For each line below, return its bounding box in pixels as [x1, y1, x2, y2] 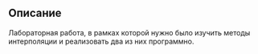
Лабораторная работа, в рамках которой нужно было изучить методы [8, 27, 251, 37]
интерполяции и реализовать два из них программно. [8, 36, 195, 46]
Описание [8, 6, 62, 20]
